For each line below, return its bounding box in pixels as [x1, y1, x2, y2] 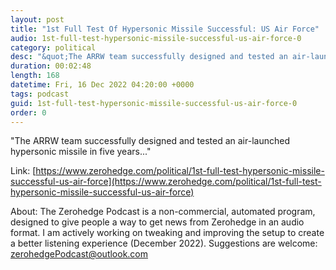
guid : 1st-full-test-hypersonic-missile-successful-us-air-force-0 [10, 98, 298, 108]
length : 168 [10, 71, 60, 81]
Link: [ [10, 165, 37, 177]
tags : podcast [10, 89, 70, 99]
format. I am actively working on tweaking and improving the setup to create [10, 227, 325, 239]
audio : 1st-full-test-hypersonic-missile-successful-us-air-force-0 [10, 33, 302, 43]
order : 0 [10, 107, 47, 118]
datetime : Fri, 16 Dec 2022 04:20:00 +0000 [10, 80, 195, 90]
